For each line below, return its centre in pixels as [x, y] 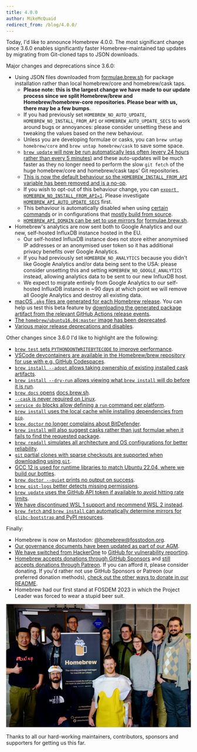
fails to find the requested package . [57, 436]
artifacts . [25, 374]
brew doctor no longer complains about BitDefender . [78, 424]
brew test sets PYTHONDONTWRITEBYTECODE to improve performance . [94, 349]
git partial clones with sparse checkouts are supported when [89, 455]
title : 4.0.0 [22, 12]
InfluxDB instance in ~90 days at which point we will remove [114, 289]
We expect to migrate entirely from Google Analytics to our [94, 283]
